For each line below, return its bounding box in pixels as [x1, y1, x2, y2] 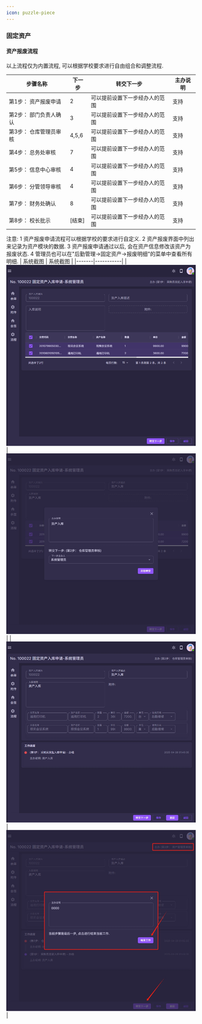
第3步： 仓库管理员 [8, 128, 56, 135]
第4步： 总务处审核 [8, 149, 56, 156]
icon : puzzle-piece [6, 10, 55, 16]
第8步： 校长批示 [8, 217, 51, 224]
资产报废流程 [6, 48, 38, 55]
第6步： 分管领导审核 [8, 182, 61, 190]
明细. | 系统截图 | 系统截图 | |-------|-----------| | [6, 258, 127, 265]
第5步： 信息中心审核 [8, 166, 61, 173]
